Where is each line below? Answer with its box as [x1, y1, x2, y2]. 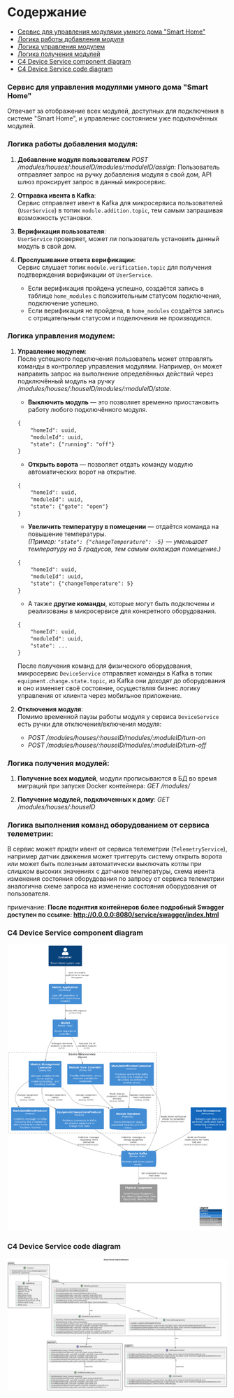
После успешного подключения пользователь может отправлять [17, 355, 213, 363]
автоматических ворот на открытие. [27, 467, 137, 476]
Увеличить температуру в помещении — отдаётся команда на [27, 522, 219, 530]
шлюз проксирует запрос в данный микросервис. [17, 177, 168, 186]
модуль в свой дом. [17, 242, 77, 250]
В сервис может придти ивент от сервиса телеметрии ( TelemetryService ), [7, 845, 228, 854]
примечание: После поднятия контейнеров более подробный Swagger [7, 903, 225, 912]
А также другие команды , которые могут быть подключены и [27, 599, 215, 608]
